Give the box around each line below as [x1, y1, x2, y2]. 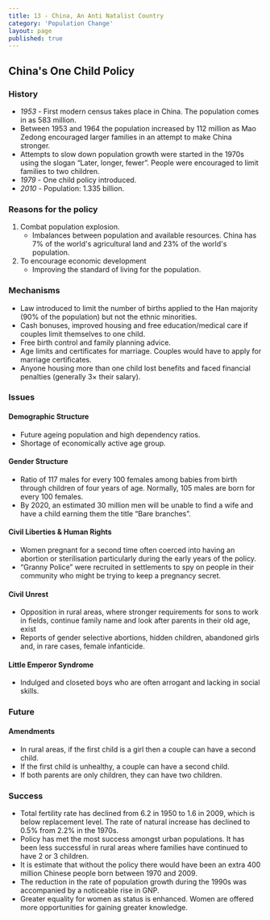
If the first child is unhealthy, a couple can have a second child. [19, 761, 230, 771]
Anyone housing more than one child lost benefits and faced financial [19, 363, 251, 373]
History [8, 88, 39, 99]
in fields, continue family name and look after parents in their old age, [19, 615, 251, 625]
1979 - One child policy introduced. [19, 175, 137, 184]
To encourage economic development [19, 256, 147, 266]
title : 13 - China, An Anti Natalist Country [8, 11, 164, 20]
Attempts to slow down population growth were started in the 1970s [19, 149, 244, 159]
